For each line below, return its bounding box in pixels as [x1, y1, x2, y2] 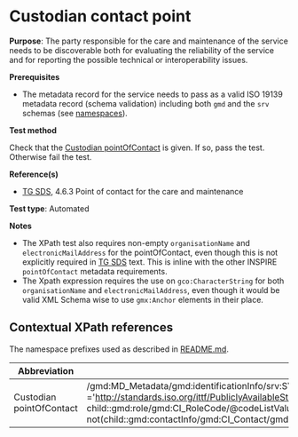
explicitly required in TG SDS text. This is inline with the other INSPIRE [21, 256, 278, 267]
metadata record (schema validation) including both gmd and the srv [21, 98, 270, 108]
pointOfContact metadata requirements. [21, 266, 168, 276]
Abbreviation [17, 364, 74, 377]
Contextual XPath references [9, 320, 174, 335]
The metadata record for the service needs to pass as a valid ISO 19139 [21, 89, 284, 99]
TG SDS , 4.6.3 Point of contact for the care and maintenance [21, 186, 244, 196]
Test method [9, 124, 58, 135]
